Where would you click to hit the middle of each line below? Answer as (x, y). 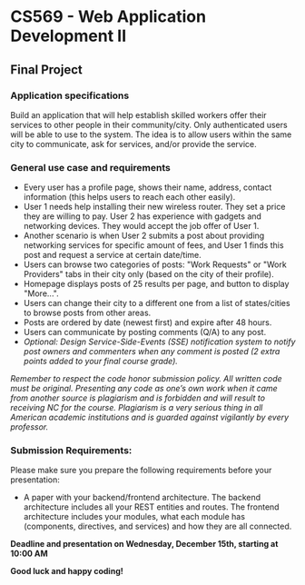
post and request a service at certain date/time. (113, 255)
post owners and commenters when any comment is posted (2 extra (152, 352)
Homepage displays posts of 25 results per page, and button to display (156, 284)
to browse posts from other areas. (87, 313)
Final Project (46, 69)
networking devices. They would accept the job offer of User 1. (141, 226)
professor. (30, 427)
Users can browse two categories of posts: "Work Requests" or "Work (155, 264)
